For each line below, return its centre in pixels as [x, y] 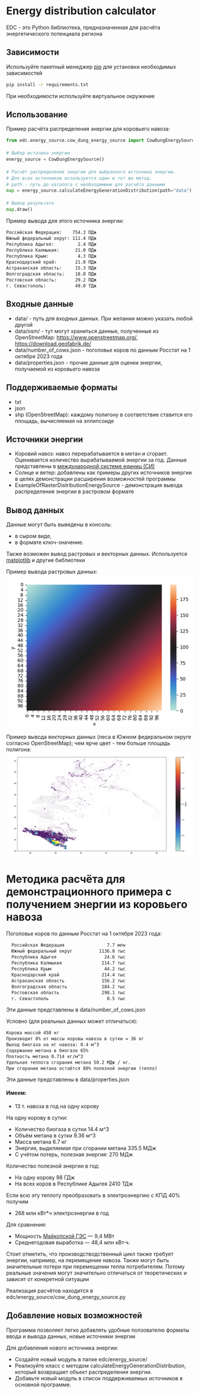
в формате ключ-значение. [49, 542]
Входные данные [40, 304]
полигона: [19, 750]
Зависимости [33, 53]
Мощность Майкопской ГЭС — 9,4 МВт [64, 1236]
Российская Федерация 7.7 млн [69, 945]
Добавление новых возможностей [74, 1316]
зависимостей [24, 73]
